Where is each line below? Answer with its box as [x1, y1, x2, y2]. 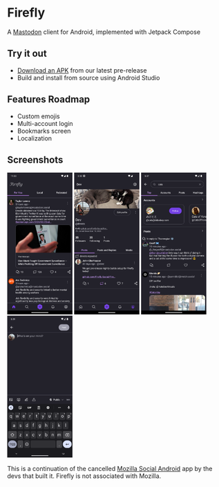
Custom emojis [17, 112, 60, 120]
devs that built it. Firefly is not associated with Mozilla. [7, 472, 162, 480]
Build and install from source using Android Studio [17, 73, 160, 82]
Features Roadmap [7, 93, 91, 105]
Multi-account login [17, 119, 74, 127]
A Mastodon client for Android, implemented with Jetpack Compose [7, 28, 201, 36]
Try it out [7, 48, 47, 59]
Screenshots [7, 154, 64, 165]
